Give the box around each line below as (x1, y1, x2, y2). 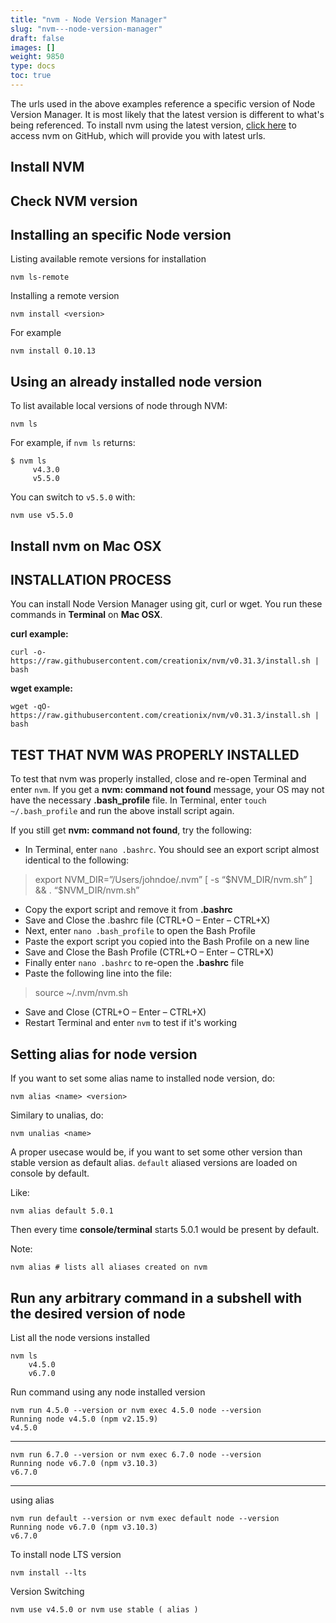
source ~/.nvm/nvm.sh (34, 987, 128, 999)
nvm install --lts (10, 1567, 87, 1578)
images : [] (10, 42, 56, 53)
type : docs (10, 61, 56, 71)
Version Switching (10, 1585, 85, 1597)
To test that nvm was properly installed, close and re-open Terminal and (10, 773, 307, 785)
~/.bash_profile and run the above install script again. (10, 805, 235, 817)
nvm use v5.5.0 (10, 511, 74, 521)
